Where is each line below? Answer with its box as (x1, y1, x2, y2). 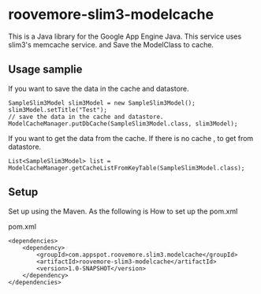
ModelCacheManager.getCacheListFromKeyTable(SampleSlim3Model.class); (8, 164, 245, 172)
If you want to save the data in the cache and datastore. (8, 84, 189, 93)
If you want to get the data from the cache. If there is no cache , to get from (8, 133, 254, 143)
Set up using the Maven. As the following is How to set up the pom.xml (8, 207, 238, 216)
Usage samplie (8, 63, 83, 76)
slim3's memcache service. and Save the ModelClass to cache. (8, 39, 214, 49)
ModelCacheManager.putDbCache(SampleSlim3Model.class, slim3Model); (8, 120, 238, 128)
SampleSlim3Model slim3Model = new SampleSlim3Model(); (8, 99, 196, 107)
